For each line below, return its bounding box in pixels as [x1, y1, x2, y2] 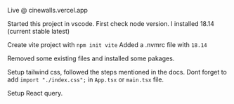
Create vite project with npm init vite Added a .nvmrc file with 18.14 [7, 41, 207, 48]
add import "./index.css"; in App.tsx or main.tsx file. [7, 75, 164, 84]
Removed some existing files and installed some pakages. [7, 54, 175, 63]
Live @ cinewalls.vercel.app [7, 6, 88, 14]
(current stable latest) [7, 27, 70, 35]
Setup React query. [7, 89, 63, 97]
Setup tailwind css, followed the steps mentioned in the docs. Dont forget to [7, 68, 227, 76]
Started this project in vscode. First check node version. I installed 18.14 [7, 20, 214, 27]
